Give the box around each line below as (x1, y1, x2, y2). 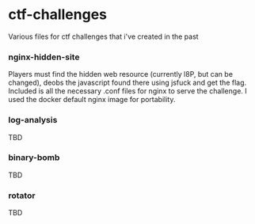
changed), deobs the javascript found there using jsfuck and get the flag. (8, 78, 247, 88)
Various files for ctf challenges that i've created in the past (8, 32, 200, 41)
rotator (8, 190, 36, 201)
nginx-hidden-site (8, 51, 80, 63)
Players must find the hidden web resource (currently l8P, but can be (8, 70, 234, 79)
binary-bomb (8, 152, 60, 163)
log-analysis (8, 115, 58, 126)
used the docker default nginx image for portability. (8, 95, 176, 104)
